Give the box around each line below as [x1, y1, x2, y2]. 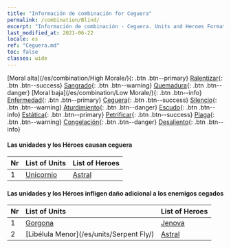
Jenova [160, 218, 185, 228]
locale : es [7, 36, 38, 43]
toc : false [7, 49, 38, 56]
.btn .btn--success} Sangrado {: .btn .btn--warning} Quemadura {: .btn [7, 81, 204, 90]
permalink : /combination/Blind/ [7, 17, 100, 23]
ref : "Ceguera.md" [7, 42, 60, 49]
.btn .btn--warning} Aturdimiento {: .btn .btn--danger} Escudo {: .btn [7, 103, 197, 111]
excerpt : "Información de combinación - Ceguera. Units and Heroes [7, 23, 205, 30]
